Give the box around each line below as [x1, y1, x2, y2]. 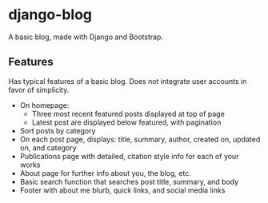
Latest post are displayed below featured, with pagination [31, 117, 222, 127]
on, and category [19, 142, 78, 153]
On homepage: [19, 100, 70, 109]
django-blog [8, 6, 92, 24]
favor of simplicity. [8, 85, 70, 94]
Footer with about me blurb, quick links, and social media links [19, 185, 226, 195]
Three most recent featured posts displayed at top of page [31, 109, 226, 118]
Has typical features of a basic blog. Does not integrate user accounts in [8, 76, 247, 86]
